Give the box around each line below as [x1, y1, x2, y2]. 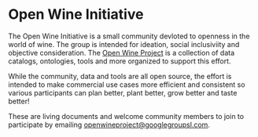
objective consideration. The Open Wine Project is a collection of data [8, 48, 235, 57]
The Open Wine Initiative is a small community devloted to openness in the [8, 31, 250, 41]
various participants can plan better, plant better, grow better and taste [8, 88, 238, 97]
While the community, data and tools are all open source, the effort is [8, 71, 232, 81]
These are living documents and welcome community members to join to [8, 111, 245, 121]
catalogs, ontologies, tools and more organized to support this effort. [8, 56, 231, 66]
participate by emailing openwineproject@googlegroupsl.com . [8, 120, 211, 129]
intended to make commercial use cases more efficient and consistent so [8, 80, 245, 89]
